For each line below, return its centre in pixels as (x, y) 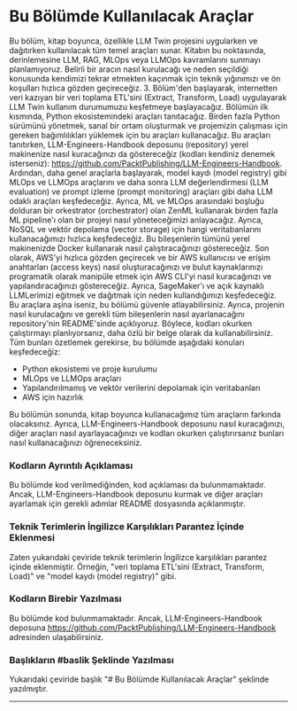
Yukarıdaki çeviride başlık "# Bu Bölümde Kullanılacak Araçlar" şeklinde (139, 679)
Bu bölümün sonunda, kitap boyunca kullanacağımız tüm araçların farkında (145, 414)
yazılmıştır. (29, 689)
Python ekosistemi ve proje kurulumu (89, 369)
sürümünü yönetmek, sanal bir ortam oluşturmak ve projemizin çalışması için (148, 125)
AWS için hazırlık (53, 397)
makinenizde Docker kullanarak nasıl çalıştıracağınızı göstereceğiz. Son (139, 248)
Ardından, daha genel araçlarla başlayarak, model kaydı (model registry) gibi (148, 172)
